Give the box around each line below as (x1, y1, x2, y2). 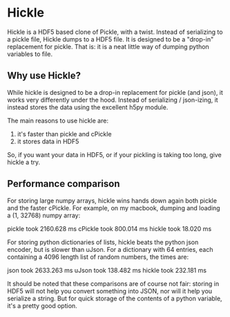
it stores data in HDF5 (17, 137, 79, 145)
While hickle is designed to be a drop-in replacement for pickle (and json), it (7, 88, 223, 96)
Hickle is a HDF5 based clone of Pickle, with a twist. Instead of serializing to (7, 28, 223, 36)
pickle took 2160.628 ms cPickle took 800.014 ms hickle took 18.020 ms (7, 224, 212, 233)
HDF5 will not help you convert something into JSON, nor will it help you (7, 287, 213, 295)
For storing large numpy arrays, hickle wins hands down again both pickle (7, 196, 218, 205)
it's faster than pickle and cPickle (17, 129, 112, 138)
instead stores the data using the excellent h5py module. (7, 102, 169, 111)
